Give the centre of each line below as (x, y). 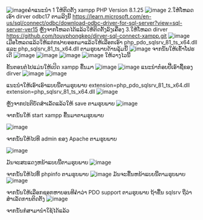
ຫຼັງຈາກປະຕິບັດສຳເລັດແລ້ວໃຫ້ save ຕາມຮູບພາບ (61, 103)
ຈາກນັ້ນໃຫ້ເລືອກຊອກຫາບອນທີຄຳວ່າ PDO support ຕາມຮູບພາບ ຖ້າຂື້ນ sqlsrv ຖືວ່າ (99, 192)
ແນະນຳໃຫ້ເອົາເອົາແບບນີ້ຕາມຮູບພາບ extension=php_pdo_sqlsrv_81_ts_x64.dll (98, 85)
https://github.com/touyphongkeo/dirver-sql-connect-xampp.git (87, 36)
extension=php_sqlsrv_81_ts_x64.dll (51, 91)
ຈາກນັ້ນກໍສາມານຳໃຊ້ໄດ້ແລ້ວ (38, 211)
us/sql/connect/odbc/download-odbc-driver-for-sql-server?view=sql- (94, 23)
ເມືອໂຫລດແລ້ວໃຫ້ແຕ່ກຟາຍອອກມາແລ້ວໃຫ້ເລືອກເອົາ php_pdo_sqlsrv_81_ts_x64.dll (102, 42)
